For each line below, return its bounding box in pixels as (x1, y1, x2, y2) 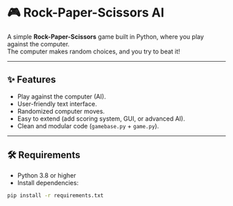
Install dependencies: (17, 178, 79, 187)
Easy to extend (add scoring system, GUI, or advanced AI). (17, 114, 185, 123)
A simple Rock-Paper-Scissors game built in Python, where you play (7, 32, 205, 41)
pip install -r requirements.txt (7, 191, 104, 199)
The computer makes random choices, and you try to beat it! (7, 47, 180, 55)
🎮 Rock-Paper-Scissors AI (7, 5, 164, 21)
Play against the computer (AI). (17, 92, 106, 101)
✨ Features (7, 74, 56, 86)
